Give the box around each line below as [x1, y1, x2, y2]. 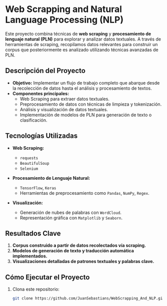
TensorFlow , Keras [19, 184, 56, 191]
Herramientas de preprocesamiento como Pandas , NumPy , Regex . [19, 190, 149, 196]
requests [19, 155, 38, 161]
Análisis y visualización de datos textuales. [19, 106, 108, 112]
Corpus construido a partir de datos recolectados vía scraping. [12, 242, 146, 248]
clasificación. [19, 117, 47, 123]
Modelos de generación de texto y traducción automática [12, 248, 134, 254]
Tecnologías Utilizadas [5, 132, 78, 140]
